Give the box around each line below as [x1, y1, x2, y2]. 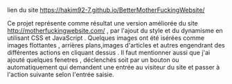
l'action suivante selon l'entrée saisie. [7, 70, 114, 78]
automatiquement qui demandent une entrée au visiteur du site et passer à [7, 63, 220, 71]
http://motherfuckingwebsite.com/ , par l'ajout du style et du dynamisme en [7, 27, 223, 34]
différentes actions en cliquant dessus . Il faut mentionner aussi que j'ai [7, 48, 211, 56]
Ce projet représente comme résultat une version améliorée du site [7, 19, 199, 27]
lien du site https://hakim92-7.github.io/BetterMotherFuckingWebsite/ [7, 6, 206, 14]
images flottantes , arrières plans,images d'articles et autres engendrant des [7, 41, 225, 49]
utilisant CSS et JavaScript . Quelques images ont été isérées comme [7, 34, 205, 42]
